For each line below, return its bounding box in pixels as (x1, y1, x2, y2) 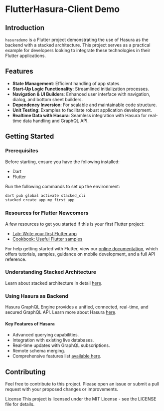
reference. (5, 256, 26, 262)
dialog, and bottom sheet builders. (12, 96, 83, 102)
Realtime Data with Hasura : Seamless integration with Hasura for (12, 112, 147, 118)
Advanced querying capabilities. (12, 332, 79, 338)
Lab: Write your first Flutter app (12, 230, 77, 236)
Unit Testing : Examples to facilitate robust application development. (12, 107, 152, 113)
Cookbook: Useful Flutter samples (12, 236, 83, 242)
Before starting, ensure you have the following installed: (5, 159, 120, 165)
